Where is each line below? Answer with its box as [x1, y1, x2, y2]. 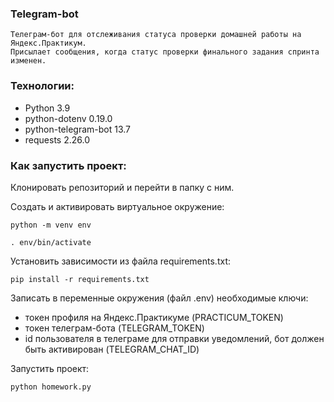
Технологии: [10, 79, 75, 93]
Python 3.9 [24, 102, 71, 114]
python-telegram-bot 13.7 [24, 123, 131, 135]
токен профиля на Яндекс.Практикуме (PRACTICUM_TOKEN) [24, 311, 284, 323]
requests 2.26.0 [24, 133, 90, 146]
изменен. [10, 56, 47, 66]
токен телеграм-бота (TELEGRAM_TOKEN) [24, 322, 205, 334]
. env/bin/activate [10, 237, 92, 247]
